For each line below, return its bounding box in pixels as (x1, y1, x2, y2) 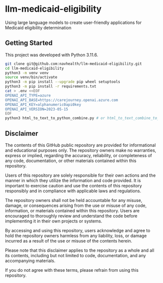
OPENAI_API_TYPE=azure (5, 93, 51, 98)
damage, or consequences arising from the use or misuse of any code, (5, 202, 147, 208)
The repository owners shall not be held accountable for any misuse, (5, 197, 142, 203)
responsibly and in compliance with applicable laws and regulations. (5, 188, 142, 194)
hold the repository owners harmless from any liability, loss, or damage (5, 233, 147, 239)
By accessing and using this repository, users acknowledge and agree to (5, 227, 150, 233)
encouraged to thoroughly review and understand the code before (5, 213, 137, 219)
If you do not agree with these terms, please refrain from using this (5, 267, 139, 273)
